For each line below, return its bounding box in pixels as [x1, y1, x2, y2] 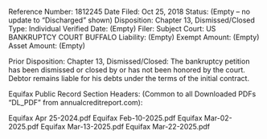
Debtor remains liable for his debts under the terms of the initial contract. [8, 74, 250, 83]
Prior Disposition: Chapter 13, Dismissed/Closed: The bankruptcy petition [8, 56, 250, 66]
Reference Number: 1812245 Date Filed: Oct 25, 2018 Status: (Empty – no [8, 7, 251, 16]
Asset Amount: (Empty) [8, 41, 86, 51]
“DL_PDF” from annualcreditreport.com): [8, 98, 143, 107]
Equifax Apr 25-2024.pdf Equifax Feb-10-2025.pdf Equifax [8, 113, 203, 123]
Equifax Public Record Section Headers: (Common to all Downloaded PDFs [8, 89, 257, 99]
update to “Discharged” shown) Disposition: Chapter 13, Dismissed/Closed [8, 15, 256, 25]
